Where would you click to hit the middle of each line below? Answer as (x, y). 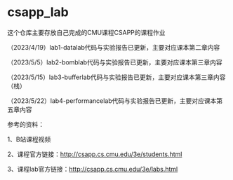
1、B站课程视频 (29, 139)
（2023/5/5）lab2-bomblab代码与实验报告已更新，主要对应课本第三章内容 (115, 62)
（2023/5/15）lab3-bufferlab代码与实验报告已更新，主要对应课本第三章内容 (116, 77)
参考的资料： (26, 124)
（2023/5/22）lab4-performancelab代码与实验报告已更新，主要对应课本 (112, 101)
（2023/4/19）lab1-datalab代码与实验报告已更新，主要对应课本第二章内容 (114, 47)
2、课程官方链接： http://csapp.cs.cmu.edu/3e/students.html (95, 154)
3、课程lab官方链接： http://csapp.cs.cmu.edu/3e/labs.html (93, 169)
